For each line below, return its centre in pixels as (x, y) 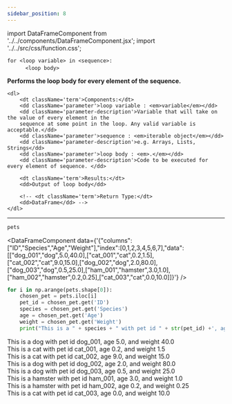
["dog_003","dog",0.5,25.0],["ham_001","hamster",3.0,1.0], (89, 270)
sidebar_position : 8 (37, 13)
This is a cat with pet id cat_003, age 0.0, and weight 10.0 (89, 393)
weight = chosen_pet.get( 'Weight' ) (71, 322)
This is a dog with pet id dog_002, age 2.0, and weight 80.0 (91, 363)
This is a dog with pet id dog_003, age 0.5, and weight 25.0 (91, 371)
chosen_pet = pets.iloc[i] (58, 296)
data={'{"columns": (105, 240)
